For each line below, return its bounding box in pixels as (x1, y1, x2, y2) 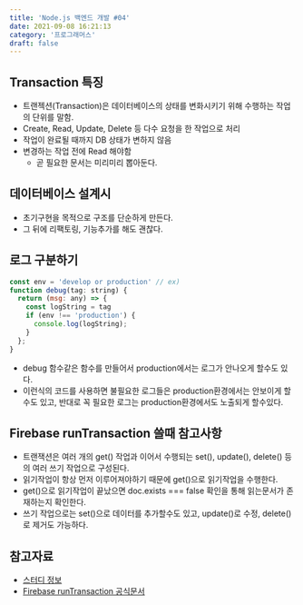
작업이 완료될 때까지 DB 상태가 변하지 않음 (22, 134, 172, 145)
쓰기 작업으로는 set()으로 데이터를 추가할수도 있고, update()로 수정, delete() (22, 508, 292, 519)
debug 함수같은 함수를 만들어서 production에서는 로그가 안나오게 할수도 (22, 362, 279, 373)
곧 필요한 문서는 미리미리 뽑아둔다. (35, 157, 158, 168)
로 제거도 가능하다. (22, 520, 89, 531)
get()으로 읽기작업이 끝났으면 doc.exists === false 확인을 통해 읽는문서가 (22, 485, 284, 496)
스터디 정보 (22, 574, 63, 586)
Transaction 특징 (9, 74, 104, 90)
